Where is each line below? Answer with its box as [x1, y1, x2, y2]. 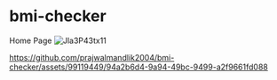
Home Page [9, 35, 52, 46]
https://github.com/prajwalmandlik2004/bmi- [9, 52, 175, 62]
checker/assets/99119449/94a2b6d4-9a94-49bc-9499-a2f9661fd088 [9, 62, 268, 72]
